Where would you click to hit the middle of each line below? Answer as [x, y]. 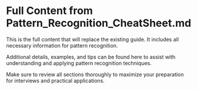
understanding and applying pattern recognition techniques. [79, 63]
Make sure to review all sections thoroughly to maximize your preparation [95, 74]
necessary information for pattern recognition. [62, 46]
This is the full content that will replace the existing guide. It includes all [93, 39]
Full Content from [49, 11]
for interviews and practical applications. [55, 81]
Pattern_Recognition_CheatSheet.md [99, 23]
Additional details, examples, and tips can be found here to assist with [91, 57]
